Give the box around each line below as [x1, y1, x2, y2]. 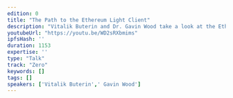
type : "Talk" [7, 55, 45, 62]
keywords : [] [7, 68, 45, 75]
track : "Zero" [7, 61, 49, 68]
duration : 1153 [7, 42, 51, 49]
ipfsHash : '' [7, 36, 45, 43]
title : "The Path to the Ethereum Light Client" [7, 17, 150, 23]
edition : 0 [7, 10, 39, 17]
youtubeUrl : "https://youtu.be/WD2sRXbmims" [7, 29, 138, 37]
